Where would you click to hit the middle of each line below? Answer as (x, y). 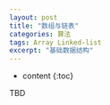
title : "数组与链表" (44, 26)
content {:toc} (48, 76)
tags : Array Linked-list (55, 42)
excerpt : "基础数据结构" (51, 51)
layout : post (34, 17)
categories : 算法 (40, 34)
